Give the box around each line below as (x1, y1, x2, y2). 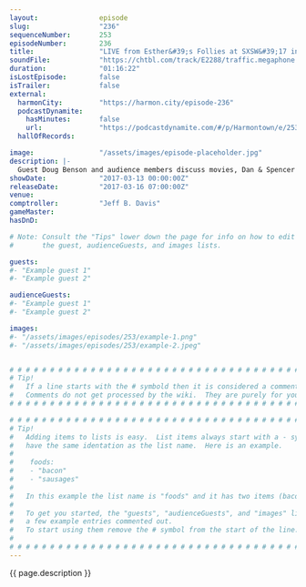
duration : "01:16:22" (9, 65, 141, 74)
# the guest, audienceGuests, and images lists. (9, 240, 222, 250)
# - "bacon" (9, 466, 67, 476)
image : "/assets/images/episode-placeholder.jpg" (9, 148, 262, 157)
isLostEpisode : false (9, 73, 120, 82)
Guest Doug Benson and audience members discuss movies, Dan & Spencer (17, 165, 296, 174)
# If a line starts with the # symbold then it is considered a (9, 382, 267, 391)
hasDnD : (9, 216, 39, 225)
